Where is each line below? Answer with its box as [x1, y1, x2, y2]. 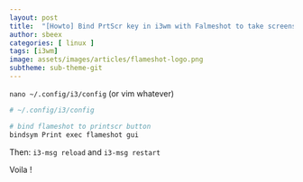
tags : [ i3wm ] [9, 47, 59, 56]
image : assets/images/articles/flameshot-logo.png [9, 55, 204, 64]
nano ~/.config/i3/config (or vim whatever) [9, 87, 174, 99]
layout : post [9, 13, 59, 23]
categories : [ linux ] [9, 38, 95, 48]
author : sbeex [9, 30, 63, 39]
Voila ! [9, 164, 32, 175]
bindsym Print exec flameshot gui [9, 130, 140, 140]
